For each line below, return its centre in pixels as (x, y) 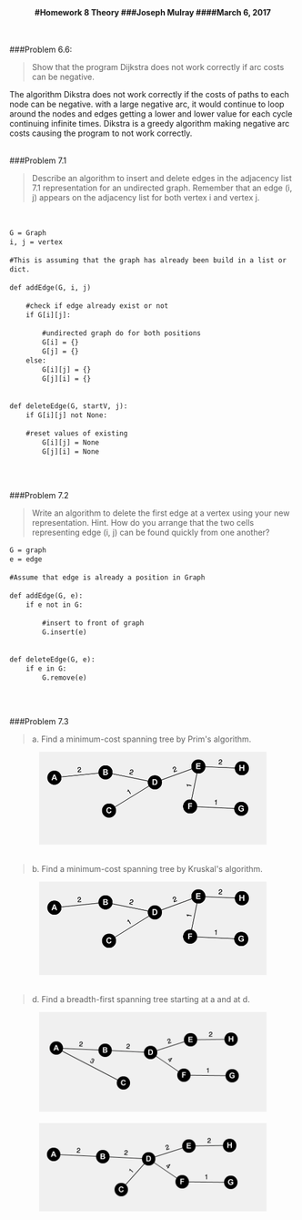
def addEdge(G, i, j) (50, 288)
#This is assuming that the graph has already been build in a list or (148, 261)
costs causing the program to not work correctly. (101, 133)
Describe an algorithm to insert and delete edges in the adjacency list (162, 178)
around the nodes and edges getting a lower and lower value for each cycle (151, 114)
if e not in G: (55, 605)
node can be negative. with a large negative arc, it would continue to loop (147, 104)
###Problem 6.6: (41, 49)
